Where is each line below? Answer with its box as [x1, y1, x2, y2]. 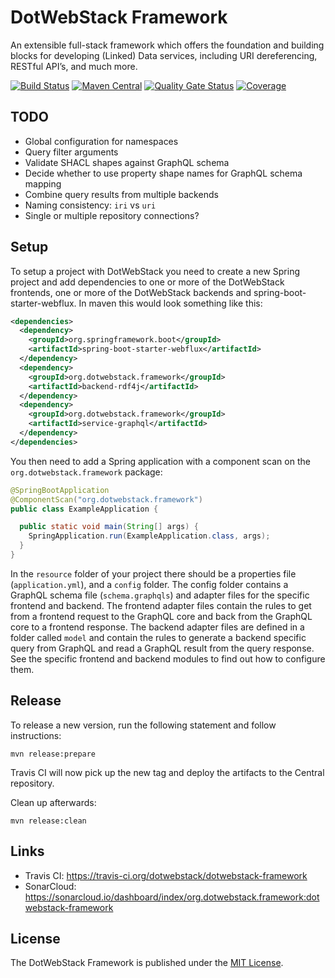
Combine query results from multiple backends [24, 188, 219, 200]
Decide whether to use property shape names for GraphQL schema [24, 167, 303, 179]
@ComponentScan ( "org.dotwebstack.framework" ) [10, 494, 203, 505]
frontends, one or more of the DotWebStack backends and [10, 286, 252, 298]
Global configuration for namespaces [24, 135, 179, 147]
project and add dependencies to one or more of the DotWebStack [10, 276, 285, 288]
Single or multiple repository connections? [24, 209, 200, 221]
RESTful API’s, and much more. [10, 60, 138, 72]
